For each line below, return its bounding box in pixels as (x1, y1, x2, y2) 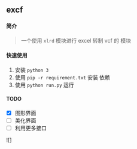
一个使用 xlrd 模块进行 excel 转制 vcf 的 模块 (20, 37, 132, 44)
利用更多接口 (14, 124, 47, 132)
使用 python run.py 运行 (14, 81, 74, 88)
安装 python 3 (14, 66, 49, 73)
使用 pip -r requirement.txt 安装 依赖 (14, 73, 111, 81)
